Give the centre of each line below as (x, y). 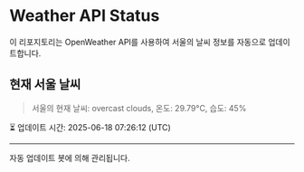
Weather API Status (85, 16)
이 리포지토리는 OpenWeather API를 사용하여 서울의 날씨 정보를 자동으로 (138, 42)
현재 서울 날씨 (45, 85)
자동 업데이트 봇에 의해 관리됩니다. (70, 158)
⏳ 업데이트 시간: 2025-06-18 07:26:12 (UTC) (90, 127)
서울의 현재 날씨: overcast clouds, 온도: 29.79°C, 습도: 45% (139, 108)
